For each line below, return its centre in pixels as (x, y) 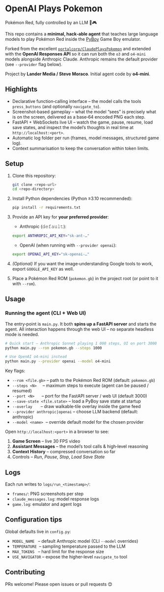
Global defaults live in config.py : (38, 531)
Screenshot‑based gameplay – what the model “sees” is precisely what (84, 112)
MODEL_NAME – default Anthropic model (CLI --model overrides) (75, 541)
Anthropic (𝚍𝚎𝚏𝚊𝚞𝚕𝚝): (43, 226)
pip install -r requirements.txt (46, 208)
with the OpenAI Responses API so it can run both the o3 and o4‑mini (76, 54)
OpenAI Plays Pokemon (54, 9)
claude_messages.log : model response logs (55, 499)
